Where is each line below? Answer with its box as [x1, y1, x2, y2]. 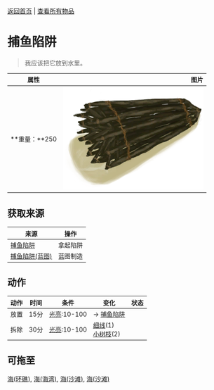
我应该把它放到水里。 [24, 58, 86, 67]
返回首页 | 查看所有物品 [7, 7, 75, 15]
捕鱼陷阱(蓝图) [10, 252, 53, 260]
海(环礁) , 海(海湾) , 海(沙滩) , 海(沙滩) [7, 375, 110, 383]
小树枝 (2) [93, 330, 121, 339]
